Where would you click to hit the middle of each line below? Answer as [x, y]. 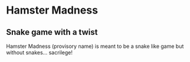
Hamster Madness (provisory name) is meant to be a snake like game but [95, 46]
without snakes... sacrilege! [39, 53]
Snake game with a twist [52, 32]
